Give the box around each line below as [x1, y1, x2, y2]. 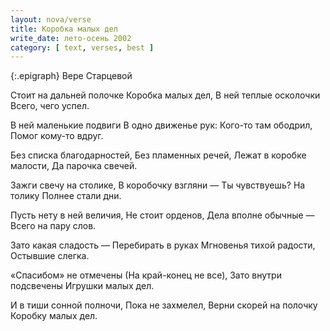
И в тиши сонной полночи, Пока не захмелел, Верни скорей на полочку [10, 299, 318, 311]
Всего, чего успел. [10, 100, 90, 112]
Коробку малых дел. [10, 310, 98, 322]
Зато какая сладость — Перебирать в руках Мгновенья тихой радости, [10, 239, 316, 251]
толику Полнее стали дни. [10, 190, 122, 202]
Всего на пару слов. [10, 220, 97, 232]
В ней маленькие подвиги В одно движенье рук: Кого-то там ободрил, [10, 119, 313, 131]
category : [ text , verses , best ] [10, 42, 155, 53]
